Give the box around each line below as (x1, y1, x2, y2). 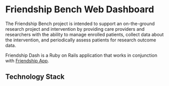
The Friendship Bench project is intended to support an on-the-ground (5, 20, 155, 27)
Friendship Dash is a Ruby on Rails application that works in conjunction (5, 52, 158, 58)
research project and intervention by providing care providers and (5, 26, 145, 32)
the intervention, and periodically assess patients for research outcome (5, 37, 157, 43)
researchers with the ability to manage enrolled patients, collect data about (5, 31, 164, 37)
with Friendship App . (5, 57, 49, 63)
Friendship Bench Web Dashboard (5, 4, 154, 15)
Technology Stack (5, 73, 65, 81)
